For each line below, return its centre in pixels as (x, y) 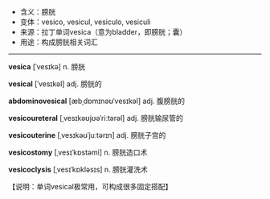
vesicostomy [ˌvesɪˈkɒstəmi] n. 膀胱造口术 (78, 152)
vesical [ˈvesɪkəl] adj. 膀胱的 (55, 84)
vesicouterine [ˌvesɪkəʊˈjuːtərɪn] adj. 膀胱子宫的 (87, 135)
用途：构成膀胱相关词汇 (59, 42)
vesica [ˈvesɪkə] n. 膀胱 (47, 66)
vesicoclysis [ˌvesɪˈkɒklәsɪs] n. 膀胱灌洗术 (78, 169)
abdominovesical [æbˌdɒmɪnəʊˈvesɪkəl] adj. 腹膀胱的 (97, 101)
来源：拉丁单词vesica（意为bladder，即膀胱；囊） (103, 32)
